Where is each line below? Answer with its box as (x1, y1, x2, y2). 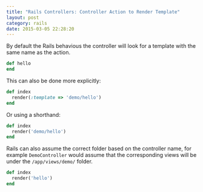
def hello (6, 61, 32, 67)
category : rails (6, 20, 47, 26)
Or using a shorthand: (6, 111, 61, 118)
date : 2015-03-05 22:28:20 (6, 25, 75, 32)
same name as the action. (6, 49, 71, 56)
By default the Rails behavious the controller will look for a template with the (6, 42, 196, 50)
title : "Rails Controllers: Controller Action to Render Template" (6, 8, 181, 15)
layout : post (6, 15, 39, 21)
